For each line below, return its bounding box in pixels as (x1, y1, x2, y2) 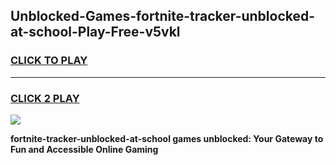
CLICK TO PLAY (10, 54, 88, 68)
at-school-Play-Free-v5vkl (10, 24, 181, 41)
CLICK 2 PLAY (10, 91, 80, 105)
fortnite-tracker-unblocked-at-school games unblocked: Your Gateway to (10, 132, 324, 144)
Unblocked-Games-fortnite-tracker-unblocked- (10, 8, 316, 25)
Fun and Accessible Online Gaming (10, 143, 159, 155)
